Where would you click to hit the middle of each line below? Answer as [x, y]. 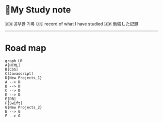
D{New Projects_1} [24, 78]
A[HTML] [13, 65]
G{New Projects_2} [24, 107]
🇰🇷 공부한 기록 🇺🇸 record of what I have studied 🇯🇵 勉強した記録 [72, 24]
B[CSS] [12, 69]
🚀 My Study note [38, 10]
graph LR [14, 61]
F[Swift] [14, 103]
